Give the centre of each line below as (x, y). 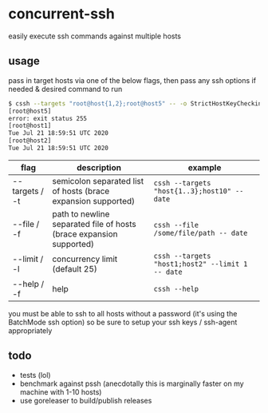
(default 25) (75, 268)
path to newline (81, 214)
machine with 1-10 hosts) (61, 391)
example (205, 167)
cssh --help (176, 289)
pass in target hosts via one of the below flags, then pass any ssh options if (132, 80)
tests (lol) (35, 375)
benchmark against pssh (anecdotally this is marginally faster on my (132, 383)
